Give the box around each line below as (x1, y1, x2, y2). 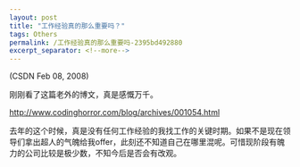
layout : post (9, 13, 58, 22)
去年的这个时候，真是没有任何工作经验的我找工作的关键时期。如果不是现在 (9, 126, 283, 137)
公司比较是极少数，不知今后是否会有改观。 (24, 148, 181, 159)
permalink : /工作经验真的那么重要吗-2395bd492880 (9, 38, 183, 47)
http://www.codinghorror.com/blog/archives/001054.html (9, 107, 221, 118)
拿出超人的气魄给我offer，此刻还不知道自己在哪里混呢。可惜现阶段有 (24, 137, 278, 147)
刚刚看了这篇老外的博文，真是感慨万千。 (9, 89, 158, 100)
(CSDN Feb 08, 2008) (9, 71, 89, 81)
